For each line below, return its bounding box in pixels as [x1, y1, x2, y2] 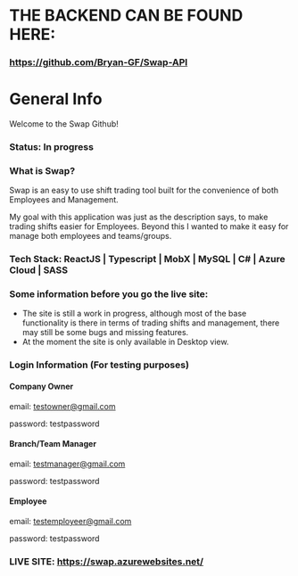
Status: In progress [9, 140, 94, 152]
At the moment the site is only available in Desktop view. [21, 336, 229, 348]
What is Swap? [9, 164, 76, 177]
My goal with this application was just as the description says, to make [9, 211, 269, 223]
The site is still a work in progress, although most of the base [21, 309, 247, 319]
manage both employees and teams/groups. [9, 231, 172, 242]
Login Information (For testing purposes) [9, 358, 190, 371]
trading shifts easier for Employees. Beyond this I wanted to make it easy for [9, 221, 289, 232]
